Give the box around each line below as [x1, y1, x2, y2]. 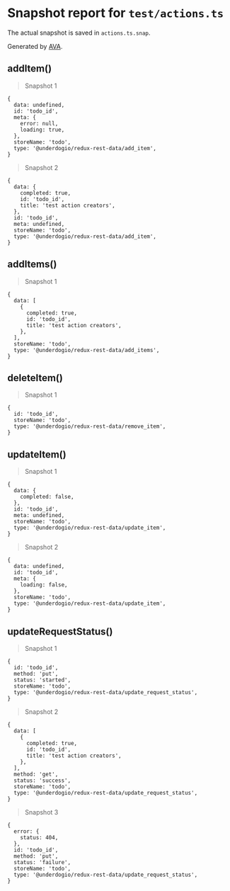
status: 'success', [13, 777, 71, 784]
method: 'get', [13, 771, 59, 778]
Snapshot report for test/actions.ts [7, 5, 224, 21]
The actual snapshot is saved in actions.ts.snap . [7, 28, 151, 37]
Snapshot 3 [24, 808, 59, 816]
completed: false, [20, 494, 74, 501]
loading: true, [20, 126, 65, 133]
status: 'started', [13, 676, 71, 683]
